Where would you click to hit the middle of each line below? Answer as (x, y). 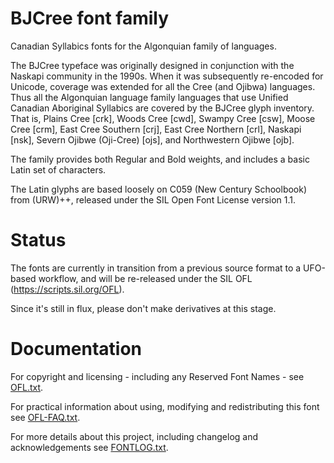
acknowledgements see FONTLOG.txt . (89, 447)
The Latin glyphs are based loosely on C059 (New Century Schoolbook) (159, 189)
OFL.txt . (27, 387)
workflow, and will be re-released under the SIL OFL (145, 278)
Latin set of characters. (58, 169)
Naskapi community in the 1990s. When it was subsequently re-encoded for (167, 76)
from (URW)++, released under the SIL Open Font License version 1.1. (153, 199)
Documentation (76, 349)
